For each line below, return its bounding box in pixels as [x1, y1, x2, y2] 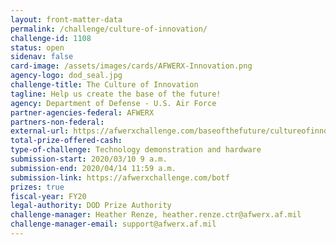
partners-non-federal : [10, 117, 105, 127]
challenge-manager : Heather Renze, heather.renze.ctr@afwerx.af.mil [10, 210, 302, 220]
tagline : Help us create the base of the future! [10, 89, 222, 99]
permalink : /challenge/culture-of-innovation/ [10, 24, 208, 34]
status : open [10, 42, 65, 53]
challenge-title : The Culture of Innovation [10, 80, 199, 90]
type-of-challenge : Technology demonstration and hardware [10, 145, 262, 155]
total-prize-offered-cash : [10, 136, 123, 146]
